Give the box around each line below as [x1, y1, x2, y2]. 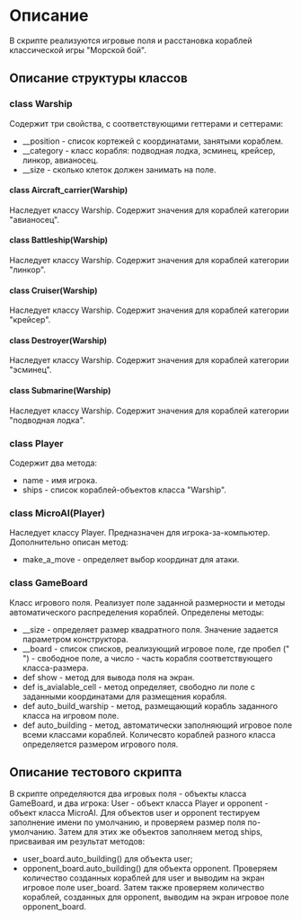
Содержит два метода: [9, 457, 97, 468]
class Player [9, 437, 64, 449]
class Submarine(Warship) [9, 385, 111, 396]
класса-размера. [22, 662, 89, 673]
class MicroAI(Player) [9, 507, 106, 519]
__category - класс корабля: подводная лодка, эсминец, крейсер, [22, 145, 276, 155]
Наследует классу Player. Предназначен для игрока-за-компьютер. [9, 527, 270, 538]
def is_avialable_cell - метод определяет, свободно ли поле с [22, 681, 256, 692]
